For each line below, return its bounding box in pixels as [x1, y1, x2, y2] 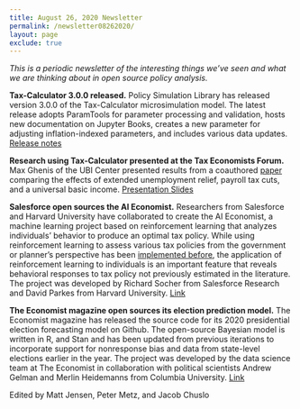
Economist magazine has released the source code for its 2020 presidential [9, 314, 290, 325]
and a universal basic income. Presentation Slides [9, 184, 194, 195]
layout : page [9, 30, 59, 39]
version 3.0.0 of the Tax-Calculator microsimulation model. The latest [9, 100, 266, 111]
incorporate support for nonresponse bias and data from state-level [9, 343, 260, 354]
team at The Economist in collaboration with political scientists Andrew [9, 362, 272, 374]
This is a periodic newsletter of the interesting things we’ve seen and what [9, 63, 286, 74]
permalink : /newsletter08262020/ [9, 22, 135, 31]
